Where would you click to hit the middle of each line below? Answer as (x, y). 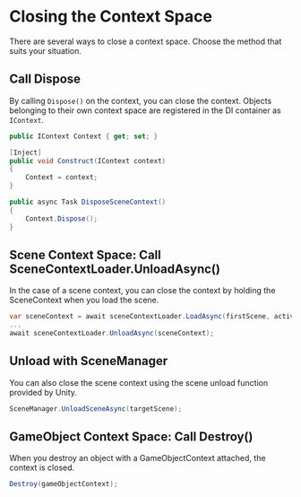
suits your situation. (46, 50)
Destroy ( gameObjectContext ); (64, 484)
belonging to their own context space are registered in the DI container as (145, 110)
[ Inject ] (26, 153)
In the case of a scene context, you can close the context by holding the (142, 291)
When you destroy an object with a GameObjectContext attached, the (138, 458)
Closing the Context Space (111, 17)
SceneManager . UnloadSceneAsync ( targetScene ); (95, 409)
